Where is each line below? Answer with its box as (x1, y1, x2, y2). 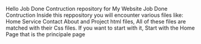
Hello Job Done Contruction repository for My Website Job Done (5, 5, 168, 12)
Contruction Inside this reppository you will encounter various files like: (5, 11, 183, 19)
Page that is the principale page (5, 31, 86, 38)
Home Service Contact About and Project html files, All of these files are (5, 18, 186, 25)
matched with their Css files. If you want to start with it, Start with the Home (5, 24, 195, 31)
